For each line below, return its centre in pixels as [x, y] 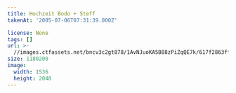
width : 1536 [31, 72]
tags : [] [20, 39]
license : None [28, 33]
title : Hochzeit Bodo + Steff [52, 14]
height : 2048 [33, 78]
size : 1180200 [28, 59]
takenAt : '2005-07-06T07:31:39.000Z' [63, 20]
